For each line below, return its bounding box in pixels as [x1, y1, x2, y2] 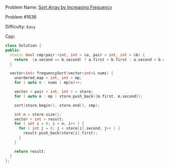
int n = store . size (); [14, 112, 62, 117]
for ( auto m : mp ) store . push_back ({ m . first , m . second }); [14, 94, 143, 99]
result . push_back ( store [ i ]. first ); [23, 130, 98, 136]
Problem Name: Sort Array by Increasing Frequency [5, 5, 112, 10]
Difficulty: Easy [5, 24, 36, 30]
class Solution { [5, 43, 42, 48]
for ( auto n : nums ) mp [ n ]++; [14, 80, 82, 85]
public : [5, 48, 22, 53]
